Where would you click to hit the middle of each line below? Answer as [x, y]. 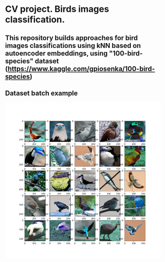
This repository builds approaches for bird [72, 38]
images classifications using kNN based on [73, 45]
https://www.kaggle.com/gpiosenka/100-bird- [81, 68]
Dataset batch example [41, 93]
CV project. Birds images [57, 9]
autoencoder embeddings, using [56, 53]
